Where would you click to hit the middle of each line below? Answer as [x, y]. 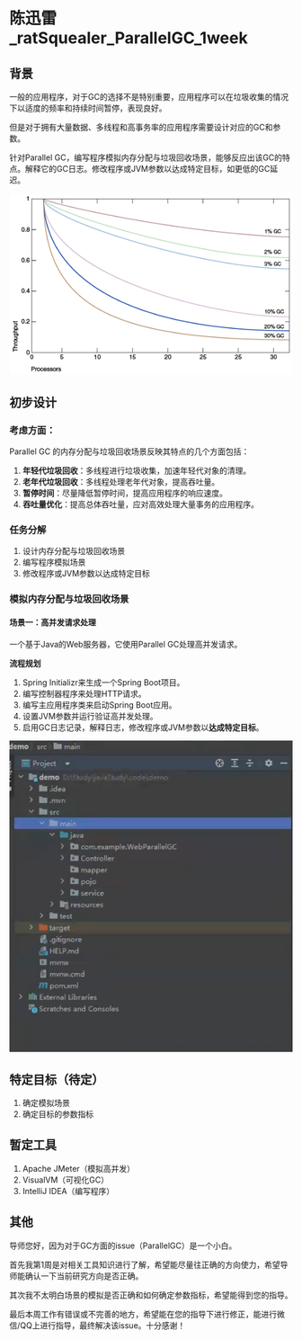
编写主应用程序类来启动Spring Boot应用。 [99, 705]
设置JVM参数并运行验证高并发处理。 [90, 716]
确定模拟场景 [46, 1102]
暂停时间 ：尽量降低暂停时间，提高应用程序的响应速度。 [124, 493]
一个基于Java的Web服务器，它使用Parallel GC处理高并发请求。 [126, 644]
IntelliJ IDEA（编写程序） [68, 1191]
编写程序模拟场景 [54, 562]
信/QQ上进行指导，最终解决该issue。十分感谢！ [98, 1325]
